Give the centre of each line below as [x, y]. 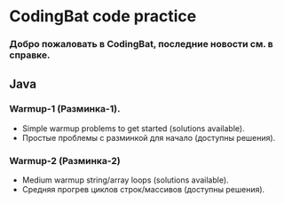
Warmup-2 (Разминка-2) [65, 160]
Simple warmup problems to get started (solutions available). [134, 128]
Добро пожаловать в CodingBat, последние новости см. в [141, 44]
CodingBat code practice [103, 16]
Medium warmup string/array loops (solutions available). [125, 180]
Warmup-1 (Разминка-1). [65, 109]
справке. [30, 55]
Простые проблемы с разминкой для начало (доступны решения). [149, 137]
